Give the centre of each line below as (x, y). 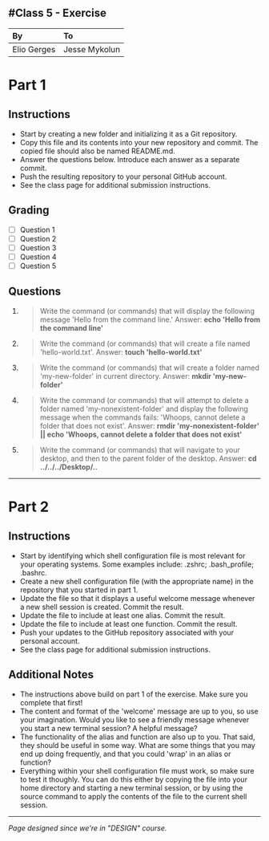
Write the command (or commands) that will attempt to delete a (145, 400)
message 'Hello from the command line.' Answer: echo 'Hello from (150, 319)
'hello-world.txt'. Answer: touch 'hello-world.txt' (121, 351)
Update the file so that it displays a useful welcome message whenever (137, 598)
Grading (29, 211)
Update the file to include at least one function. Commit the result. (128, 624)
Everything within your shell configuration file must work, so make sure (137, 770)
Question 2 (38, 238)
